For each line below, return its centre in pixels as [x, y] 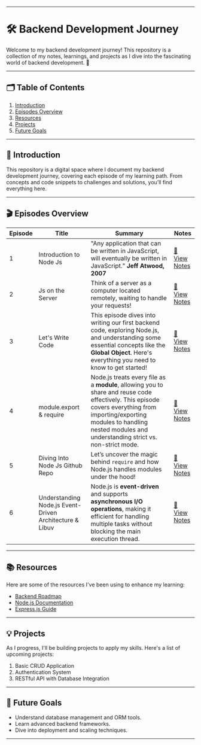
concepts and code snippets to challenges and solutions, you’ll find [89, 182]
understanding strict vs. [124, 437]
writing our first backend [125, 323]
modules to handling [119, 422]
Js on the [51, 291]
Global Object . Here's [121, 352]
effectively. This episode [125, 400]
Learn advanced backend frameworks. [63, 723]
